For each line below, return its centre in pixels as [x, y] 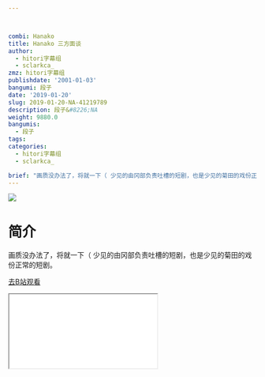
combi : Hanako [32, 36]
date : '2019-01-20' [40, 95]
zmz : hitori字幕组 [37, 73]
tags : [17, 139]
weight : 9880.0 [33, 117]
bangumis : [24, 124]
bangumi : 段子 [30, 88]
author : [21, 51]
